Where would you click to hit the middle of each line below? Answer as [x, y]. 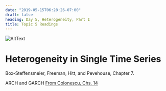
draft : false [19, 15]
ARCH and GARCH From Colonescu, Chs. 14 [52, 83]
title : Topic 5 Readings [32, 24]
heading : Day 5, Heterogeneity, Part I [48, 19]
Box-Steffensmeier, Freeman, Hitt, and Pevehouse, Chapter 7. [70, 73]
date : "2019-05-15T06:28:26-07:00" [43, 10]
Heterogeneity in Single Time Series [83, 59]
